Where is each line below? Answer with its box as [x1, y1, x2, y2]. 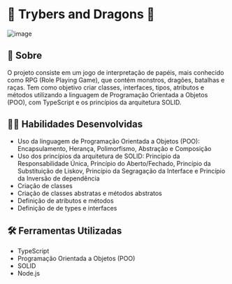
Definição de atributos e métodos [17, 196, 114, 205]
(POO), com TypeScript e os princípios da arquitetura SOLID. [7, 98, 182, 106]
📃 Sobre [7, 50, 43, 62]
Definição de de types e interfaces [17, 204, 117, 212]
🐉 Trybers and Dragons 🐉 [7, 6, 155, 22]
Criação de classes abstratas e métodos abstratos [17, 189, 162, 197]
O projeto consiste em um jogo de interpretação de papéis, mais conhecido [7, 68, 224, 76]
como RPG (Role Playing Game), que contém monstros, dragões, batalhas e [7, 76, 225, 84]
